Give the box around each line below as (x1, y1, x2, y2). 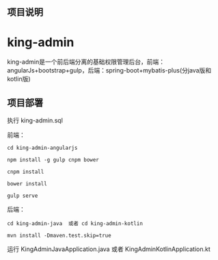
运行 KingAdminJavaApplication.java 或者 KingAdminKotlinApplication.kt (7, 245, 210, 253)
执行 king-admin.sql (7, 116, 64, 125)
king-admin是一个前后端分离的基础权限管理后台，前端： (7, 57, 165, 66)
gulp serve (7, 192, 38, 200)
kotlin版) (7, 75, 31, 83)
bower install (7, 181, 48, 187)
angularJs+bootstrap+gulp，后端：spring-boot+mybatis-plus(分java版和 (7, 66, 212, 75)
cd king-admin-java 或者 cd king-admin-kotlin (7, 220, 144, 227)
